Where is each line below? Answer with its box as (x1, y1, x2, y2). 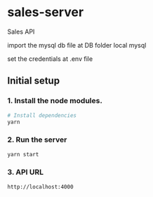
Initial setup (7, 75, 60, 87)
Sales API (7, 27, 35, 36)
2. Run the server (7, 135, 67, 144)
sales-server (7, 4, 84, 20)
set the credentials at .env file (7, 54, 93, 63)
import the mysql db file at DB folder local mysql (7, 41, 147, 49)
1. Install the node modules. (7, 96, 103, 106)
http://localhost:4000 (7, 183, 74, 190)
